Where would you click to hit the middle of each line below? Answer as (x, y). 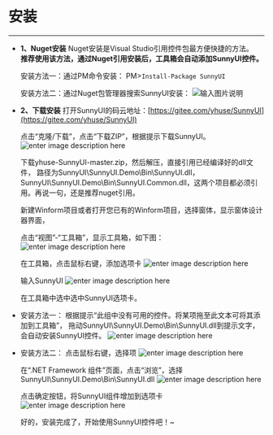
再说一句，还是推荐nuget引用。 (87, 193)
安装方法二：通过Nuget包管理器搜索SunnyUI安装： (105, 93)
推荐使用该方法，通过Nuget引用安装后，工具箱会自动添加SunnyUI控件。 (142, 59)
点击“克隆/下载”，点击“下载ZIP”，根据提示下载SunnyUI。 (115, 136)
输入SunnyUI (41, 281)
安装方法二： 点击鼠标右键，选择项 (78, 352)
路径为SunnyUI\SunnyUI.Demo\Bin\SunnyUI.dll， (118, 172)
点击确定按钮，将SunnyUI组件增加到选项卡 (91, 396)
